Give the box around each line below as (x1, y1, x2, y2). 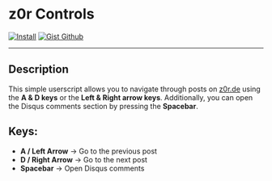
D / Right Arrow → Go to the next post (19, 154, 148, 164)
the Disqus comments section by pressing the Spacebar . (8, 101, 198, 111)
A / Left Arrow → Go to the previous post (19, 146, 158, 156)
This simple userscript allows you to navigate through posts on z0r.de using (8, 84, 261, 94)
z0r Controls (8, 5, 95, 23)
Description (8, 62, 69, 77)
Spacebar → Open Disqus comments (19, 163, 145, 173)
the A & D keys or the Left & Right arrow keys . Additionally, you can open (8, 92, 253, 102)
